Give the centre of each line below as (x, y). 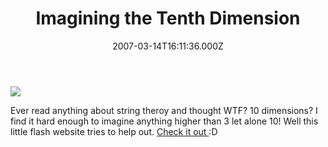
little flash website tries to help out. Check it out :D (114, 131)
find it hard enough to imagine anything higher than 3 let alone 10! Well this (164, 121)
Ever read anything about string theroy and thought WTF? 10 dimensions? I (164, 110)
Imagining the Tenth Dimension (168, 18)
